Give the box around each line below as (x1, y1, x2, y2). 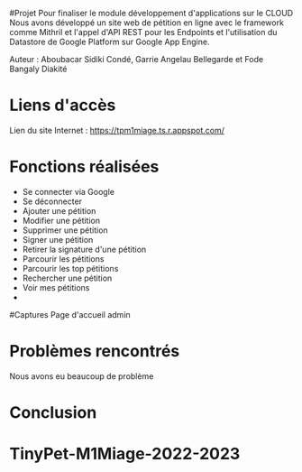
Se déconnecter (22, 196, 83, 207)
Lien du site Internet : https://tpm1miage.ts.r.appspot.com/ (9, 125, 225, 135)
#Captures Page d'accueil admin (9, 309, 131, 319)
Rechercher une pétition (22, 273, 113, 283)
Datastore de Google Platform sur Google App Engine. (9, 36, 210, 47)
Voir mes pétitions (22, 282, 90, 292)
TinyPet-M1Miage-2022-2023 (9, 444, 241, 464)
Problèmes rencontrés (9, 341, 180, 362)
